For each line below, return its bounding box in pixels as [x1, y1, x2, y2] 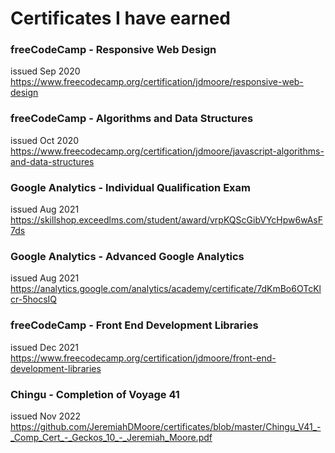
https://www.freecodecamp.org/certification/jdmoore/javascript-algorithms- [10, 145, 325, 157]
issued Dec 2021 [10, 341, 79, 353]
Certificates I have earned [10, 7, 231, 30]
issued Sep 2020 [10, 65, 81, 77]
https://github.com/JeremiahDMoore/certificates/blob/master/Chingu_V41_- [10, 420, 322, 432]
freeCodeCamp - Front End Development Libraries [10, 318, 259, 332]
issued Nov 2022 [10, 410, 82, 422]
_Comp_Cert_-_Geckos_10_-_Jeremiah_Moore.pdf [10, 431, 213, 443]
